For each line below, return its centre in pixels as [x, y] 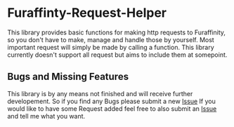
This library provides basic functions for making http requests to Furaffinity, [117, 32]
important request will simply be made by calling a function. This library [111, 47]
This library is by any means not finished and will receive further [100, 93]
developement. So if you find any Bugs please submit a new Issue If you [111, 101]
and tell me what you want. [46, 116]
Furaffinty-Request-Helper [87, 13]
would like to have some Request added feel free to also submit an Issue [112, 108]
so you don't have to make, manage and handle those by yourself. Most [111, 39]
